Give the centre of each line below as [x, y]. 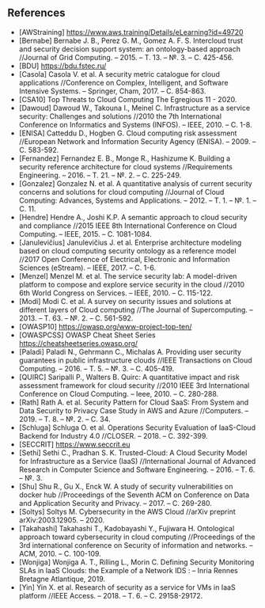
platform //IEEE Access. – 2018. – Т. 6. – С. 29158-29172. [111, 595]
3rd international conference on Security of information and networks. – [136, 545]
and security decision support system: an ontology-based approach [129, 49]
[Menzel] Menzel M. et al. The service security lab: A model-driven [128, 275]
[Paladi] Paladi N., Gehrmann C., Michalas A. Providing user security [130, 351]
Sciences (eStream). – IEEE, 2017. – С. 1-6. [87, 268]
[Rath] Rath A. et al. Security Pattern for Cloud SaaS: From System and [134, 402]
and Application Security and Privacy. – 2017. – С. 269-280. [115, 503]
